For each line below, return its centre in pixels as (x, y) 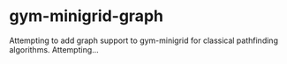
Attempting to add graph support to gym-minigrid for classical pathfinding (143, 40)
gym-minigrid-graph (86, 16)
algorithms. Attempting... (54, 49)
